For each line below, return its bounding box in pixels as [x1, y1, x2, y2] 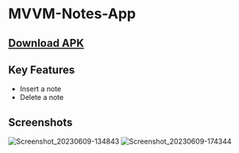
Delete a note [19, 93, 64, 102]
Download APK [8, 36, 85, 50]
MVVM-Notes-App [8, 5, 137, 23]
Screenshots [8, 116, 73, 129]
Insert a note [19, 84, 62, 94]
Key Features [8, 63, 75, 76]
